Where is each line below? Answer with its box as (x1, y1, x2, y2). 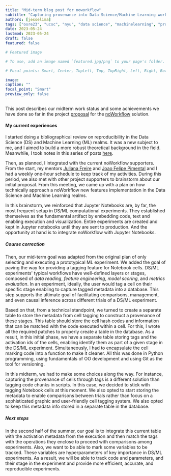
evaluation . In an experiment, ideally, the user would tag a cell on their (5, 281, 153, 287)
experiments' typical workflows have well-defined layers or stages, (5, 270, 146, 276)
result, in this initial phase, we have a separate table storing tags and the (5, 334, 157, 340)
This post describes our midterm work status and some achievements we (5, 105, 159, 111)
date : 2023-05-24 (5, 26, 42, 32)
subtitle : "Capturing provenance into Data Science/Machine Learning (5, 12, 156, 17)
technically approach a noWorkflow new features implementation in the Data (5, 187, 165, 193)
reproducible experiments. (5, 466, 61, 472)
